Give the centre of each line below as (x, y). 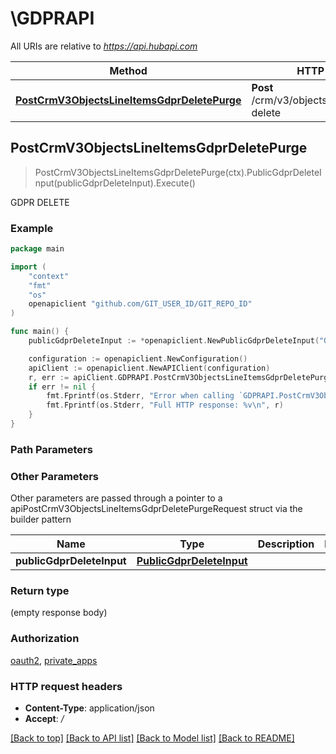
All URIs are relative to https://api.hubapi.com (104, 46)
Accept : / (44, 719)
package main (37, 249)
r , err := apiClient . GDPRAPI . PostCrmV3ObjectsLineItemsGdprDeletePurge (180, 377)
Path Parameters (51, 449)
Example (32, 228)
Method (128, 70)
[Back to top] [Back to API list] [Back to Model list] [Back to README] (152, 738)
